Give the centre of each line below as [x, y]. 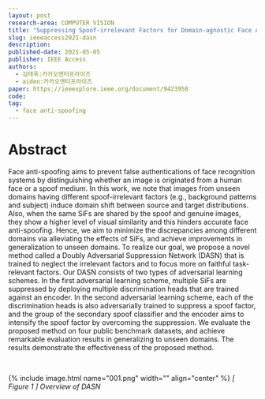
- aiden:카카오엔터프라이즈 [54, 81]
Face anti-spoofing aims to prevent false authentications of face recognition [132, 171]
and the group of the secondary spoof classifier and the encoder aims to [126, 314]
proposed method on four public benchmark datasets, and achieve [117, 330]
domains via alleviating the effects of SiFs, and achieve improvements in [125, 238]
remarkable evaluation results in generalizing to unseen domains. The [121, 339]
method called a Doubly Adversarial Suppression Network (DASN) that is [126, 255]
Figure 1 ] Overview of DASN [54, 386]
